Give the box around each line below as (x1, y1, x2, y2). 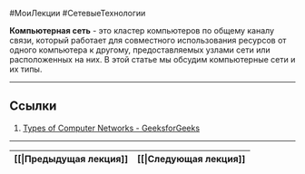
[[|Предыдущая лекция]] (14, 152, 129, 165)
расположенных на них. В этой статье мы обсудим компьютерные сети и (9, 54, 296, 64)
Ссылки (9, 99, 57, 114)
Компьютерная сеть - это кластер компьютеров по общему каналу (9, 25, 275, 35)
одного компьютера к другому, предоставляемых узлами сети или (9, 44, 271, 55)
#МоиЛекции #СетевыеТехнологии (9, 8, 146, 18)
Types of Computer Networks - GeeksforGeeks (22, 122, 201, 133)
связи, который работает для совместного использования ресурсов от (9, 35, 287, 45)
